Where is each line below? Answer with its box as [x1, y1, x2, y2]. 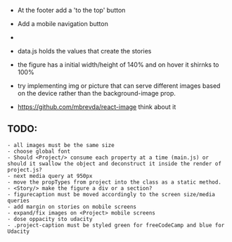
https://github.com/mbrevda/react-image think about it [17, 103, 176, 111]
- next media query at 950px [7, 172, 93, 179]
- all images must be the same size [7, 141, 115, 148]
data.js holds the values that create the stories [17, 47, 152, 55]
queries [7, 197, 30, 204]
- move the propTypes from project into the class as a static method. [7, 179, 221, 186]
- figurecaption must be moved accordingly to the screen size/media [7, 191, 216, 198]
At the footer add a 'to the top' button [17, 6, 126, 14]
